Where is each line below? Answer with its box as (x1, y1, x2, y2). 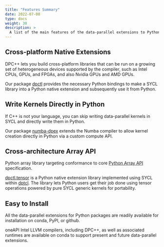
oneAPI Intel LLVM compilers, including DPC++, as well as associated (5, 227, 145, 233)
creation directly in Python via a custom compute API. (5, 133, 113, 139)
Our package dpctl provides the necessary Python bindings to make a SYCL (5, 81, 158, 87)
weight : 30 (5, 21, 27, 26)
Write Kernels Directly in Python (5, 100, 105, 109)
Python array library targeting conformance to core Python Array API (5, 160, 143, 166)
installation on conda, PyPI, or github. (5, 218, 81, 224)
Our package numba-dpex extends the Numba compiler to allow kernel (5, 128, 148, 134)
